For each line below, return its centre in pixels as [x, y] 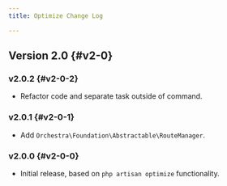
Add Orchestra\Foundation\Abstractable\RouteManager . [112, 135]
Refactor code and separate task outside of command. [111, 96]
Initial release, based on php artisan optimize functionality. [120, 173]
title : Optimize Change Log [56, 16]
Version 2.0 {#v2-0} [61, 56]
